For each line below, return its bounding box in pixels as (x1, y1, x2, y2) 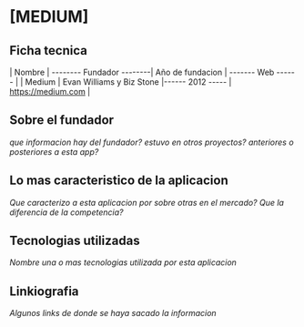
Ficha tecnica (9, 43, 88, 58)
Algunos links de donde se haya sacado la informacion (9, 308, 217, 319)
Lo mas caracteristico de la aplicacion (9, 173, 229, 189)
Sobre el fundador (9, 112, 115, 128)
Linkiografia (9, 283, 79, 299)
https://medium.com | (9, 87, 91, 97)
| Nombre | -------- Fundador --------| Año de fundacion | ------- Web (9, 66, 275, 77)
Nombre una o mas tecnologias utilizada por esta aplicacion (9, 257, 237, 268)
